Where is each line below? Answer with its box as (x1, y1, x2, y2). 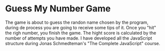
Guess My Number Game (5, 3, 111, 14)
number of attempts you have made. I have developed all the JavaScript (5, 35, 153, 41)
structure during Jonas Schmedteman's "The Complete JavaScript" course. (5, 40, 161, 46)
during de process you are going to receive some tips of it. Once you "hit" (5, 24, 157, 30)
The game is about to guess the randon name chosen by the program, (5, 19, 149, 25)
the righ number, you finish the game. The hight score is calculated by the (5, 30, 157, 36)
